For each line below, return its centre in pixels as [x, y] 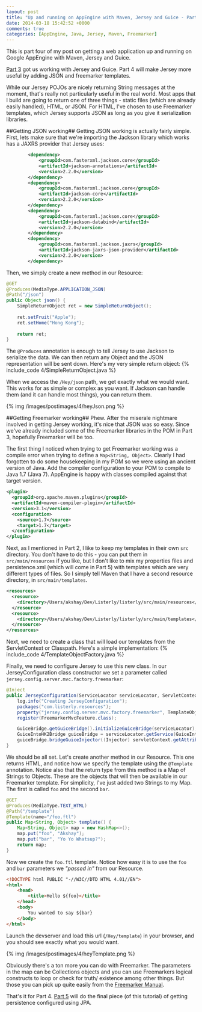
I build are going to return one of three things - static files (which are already [101, 100]
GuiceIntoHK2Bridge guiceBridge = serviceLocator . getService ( [96, 735]
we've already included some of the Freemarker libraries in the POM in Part [99, 431]
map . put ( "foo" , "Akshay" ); [51, 834]
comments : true [25, 29]
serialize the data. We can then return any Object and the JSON [85, 357]
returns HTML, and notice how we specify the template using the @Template [99, 763]
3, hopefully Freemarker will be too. [50, 437]
